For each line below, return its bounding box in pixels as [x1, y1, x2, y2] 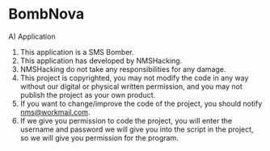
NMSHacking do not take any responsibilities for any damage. [19, 64, 226, 73]
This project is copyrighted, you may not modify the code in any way [19, 73, 249, 82]
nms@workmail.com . [19, 107, 91, 117]
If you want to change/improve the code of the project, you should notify [19, 99, 263, 108]
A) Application [8, 31, 56, 41]
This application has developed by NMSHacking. [19, 56, 183, 65]
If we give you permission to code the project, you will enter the [19, 115, 233, 125]
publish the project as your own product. [19, 90, 156, 99]
